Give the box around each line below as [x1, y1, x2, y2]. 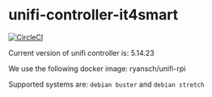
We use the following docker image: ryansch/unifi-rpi [8, 63, 186, 74]
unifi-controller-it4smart [8, 6, 179, 24]
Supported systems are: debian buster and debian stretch [8, 79, 205, 89]
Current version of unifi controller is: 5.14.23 [8, 48, 155, 57]
